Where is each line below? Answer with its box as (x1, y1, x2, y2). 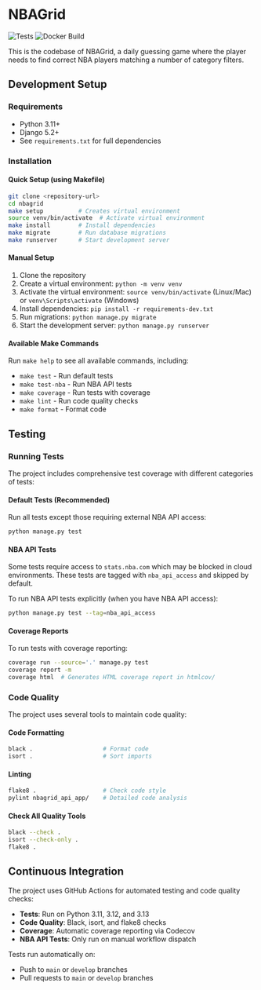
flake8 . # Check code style (8, 787, 167, 795)
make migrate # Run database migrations (8, 229, 167, 237)
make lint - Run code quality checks (19, 396, 139, 406)
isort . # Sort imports (8, 752, 153, 761)
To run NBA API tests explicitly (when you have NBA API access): (8, 594, 219, 604)
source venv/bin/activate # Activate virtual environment (8, 214, 205, 222)
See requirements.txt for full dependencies (19, 136, 161, 145)
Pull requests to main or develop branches (19, 973, 154, 982)
